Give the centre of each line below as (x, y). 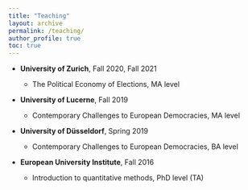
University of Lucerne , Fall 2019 (74, 100)
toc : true (25, 46)
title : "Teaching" (39, 16)
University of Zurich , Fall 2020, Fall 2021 (88, 68)
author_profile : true (45, 38)
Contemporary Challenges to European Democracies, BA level (135, 147)
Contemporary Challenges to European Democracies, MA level (136, 116)
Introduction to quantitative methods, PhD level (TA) (118, 178)
